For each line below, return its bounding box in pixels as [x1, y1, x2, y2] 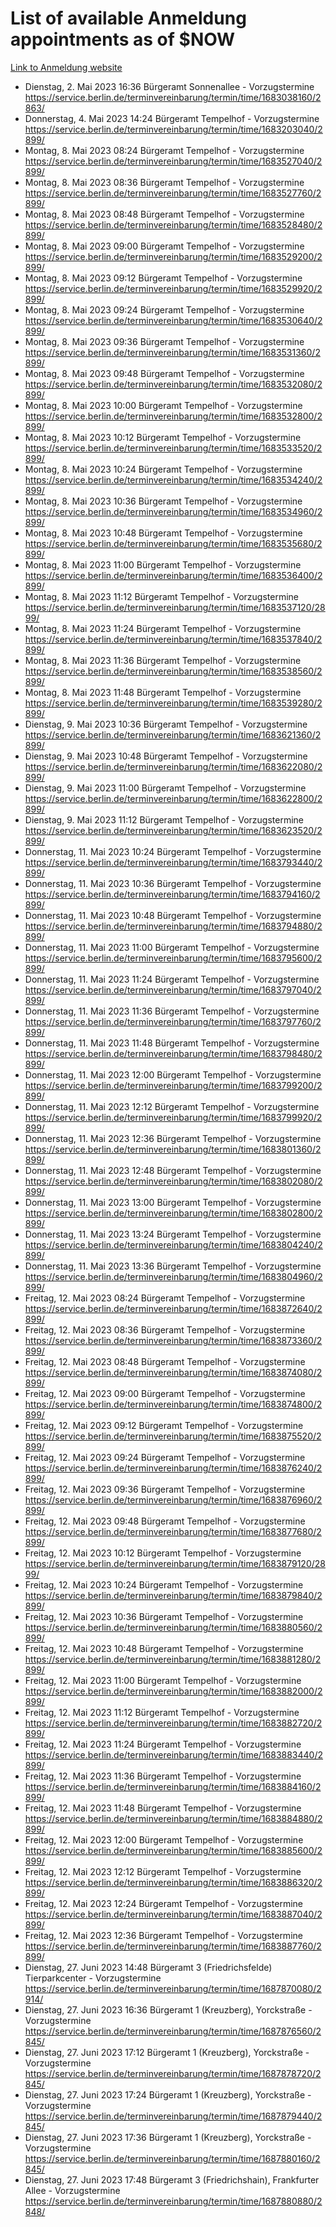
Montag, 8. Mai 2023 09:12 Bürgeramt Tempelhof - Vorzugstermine [24, 272, 303, 284]
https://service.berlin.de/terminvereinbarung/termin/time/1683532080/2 [24, 378, 323, 390]
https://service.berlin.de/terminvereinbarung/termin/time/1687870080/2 [24, 1982, 322, 1994]
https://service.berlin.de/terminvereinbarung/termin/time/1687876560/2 [24, 2025, 322, 2037]
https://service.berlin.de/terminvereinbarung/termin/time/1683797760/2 [24, 1015, 322, 1027]
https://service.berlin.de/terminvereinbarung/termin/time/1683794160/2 [24, 888, 321, 900]
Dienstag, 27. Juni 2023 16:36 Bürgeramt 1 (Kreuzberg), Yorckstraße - [24, 2003, 313, 2016]
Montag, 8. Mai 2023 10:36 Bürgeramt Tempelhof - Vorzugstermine [24, 495, 303, 507]
